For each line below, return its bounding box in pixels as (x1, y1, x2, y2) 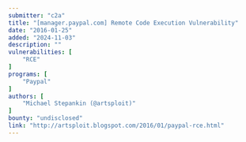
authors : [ (8, 92, 44, 100)
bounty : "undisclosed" (8, 114, 83, 122)
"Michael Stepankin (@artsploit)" (22, 99, 136, 107)
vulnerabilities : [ (8, 48, 73, 56)
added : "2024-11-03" (8, 33, 77, 42)
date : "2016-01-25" (8, 26, 73, 34)
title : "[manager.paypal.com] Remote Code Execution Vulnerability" (8, 19, 239, 27)
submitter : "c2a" (8, 11, 66, 20)
